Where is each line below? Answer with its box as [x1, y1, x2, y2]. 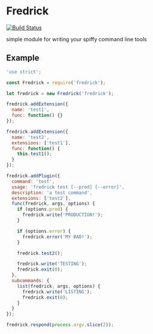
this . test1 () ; [17, 151, 52, 157]
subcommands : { [11, 278, 50, 284]
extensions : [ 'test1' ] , [11, 139, 71, 146]
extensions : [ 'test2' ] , [11, 195, 71, 201]
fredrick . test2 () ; [17, 250, 63, 256]
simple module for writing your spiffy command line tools [6, 35, 147, 42]
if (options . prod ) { [17, 207, 68, 212]
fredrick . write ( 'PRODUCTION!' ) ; [22, 212, 103, 218]
